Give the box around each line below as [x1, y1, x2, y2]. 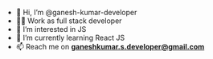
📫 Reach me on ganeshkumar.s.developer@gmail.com [15, 42, 205, 51]
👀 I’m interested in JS [15, 25, 87, 33]
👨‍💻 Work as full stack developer [15, 16, 122, 26]
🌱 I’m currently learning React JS [15, 33, 125, 42]
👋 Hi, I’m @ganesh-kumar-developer [15, 8, 137, 17]
